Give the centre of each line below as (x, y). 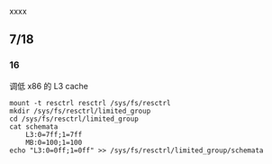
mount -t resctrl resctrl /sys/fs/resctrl (90, 103)
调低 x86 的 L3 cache (49, 86)
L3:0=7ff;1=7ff (54, 134)
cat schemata (34, 127)
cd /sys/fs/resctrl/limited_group (74, 119)
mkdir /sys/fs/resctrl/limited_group (80, 111)
